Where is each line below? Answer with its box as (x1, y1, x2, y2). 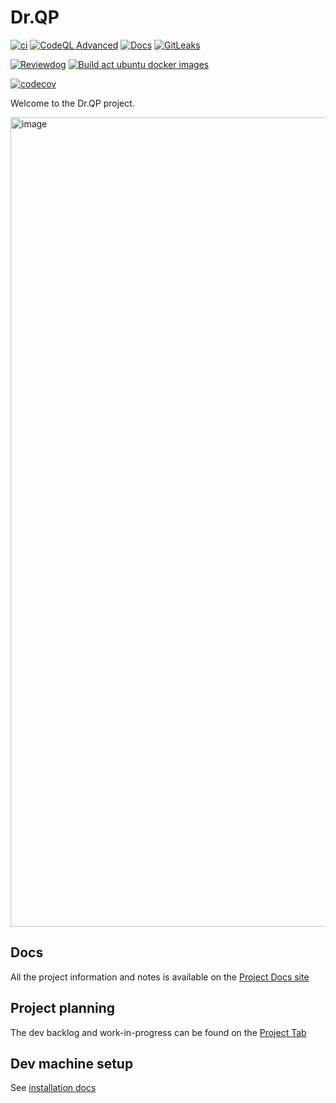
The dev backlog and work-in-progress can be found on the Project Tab (10, 1026, 307, 1038)
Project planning (10, 1000, 116, 1017)
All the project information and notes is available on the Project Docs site (10, 971, 310, 983)
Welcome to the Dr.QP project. (10, 97, 135, 109)
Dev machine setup (10, 1055, 134, 1072)
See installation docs (10, 1082, 97, 1094)
